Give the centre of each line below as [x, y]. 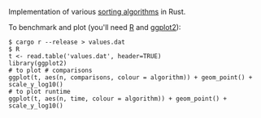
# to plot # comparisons [50, 70]
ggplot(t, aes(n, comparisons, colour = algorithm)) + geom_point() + [130, 78]
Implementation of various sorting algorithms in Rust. [97, 12]
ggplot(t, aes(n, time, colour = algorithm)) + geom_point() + [118, 99]
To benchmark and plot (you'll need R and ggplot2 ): [95, 27]
